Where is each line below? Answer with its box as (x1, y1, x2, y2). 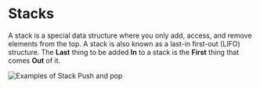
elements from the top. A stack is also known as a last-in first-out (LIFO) (8, 38, 240, 48)
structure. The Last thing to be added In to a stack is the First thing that (8, 47, 240, 57)
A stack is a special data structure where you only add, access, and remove (8, 31, 252, 40)
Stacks (8, 5, 55, 23)
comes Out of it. (8, 56, 61, 65)
